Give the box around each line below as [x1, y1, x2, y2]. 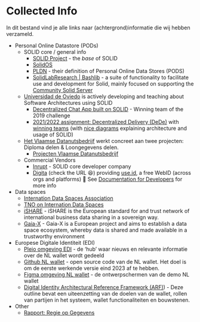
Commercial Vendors [23, 156, 76, 163]
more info [32, 181, 57, 189]
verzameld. [6, 30, 34, 37]
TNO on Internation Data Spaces [23, 201, 104, 208]
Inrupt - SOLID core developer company [32, 163, 131, 170]
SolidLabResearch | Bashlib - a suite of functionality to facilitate [32, 74, 189, 81]
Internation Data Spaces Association [23, 195, 113, 202]
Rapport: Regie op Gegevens [23, 309, 95, 316]
